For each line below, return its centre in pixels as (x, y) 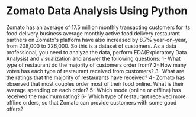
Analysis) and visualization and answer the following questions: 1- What (94, 58)
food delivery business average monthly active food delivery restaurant (93, 33)
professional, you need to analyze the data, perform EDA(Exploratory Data (97, 52)
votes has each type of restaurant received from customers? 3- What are (95, 71)
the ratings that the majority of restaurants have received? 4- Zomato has (96, 77)
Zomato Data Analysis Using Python (97, 11)
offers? (15, 109)
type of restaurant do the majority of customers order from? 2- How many (96, 65)
